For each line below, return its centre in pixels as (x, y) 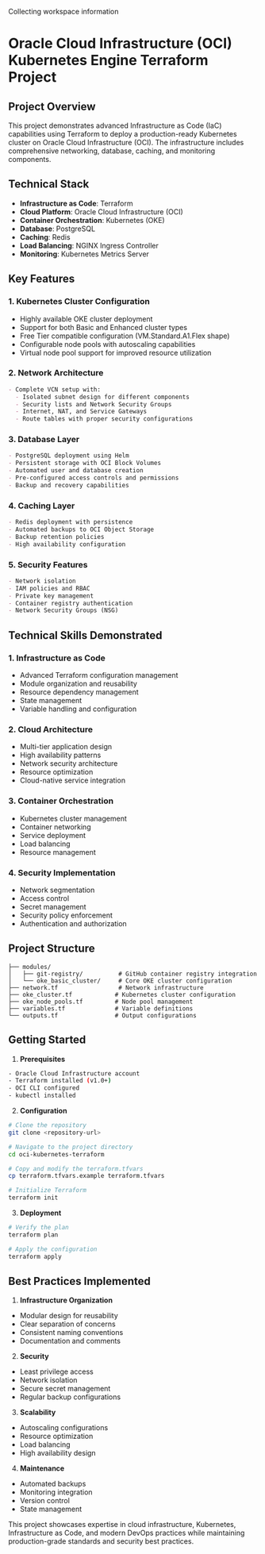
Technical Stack (49, 185)
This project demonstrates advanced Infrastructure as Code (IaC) (115, 125)
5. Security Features (48, 564)
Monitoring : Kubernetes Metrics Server (84, 254)
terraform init (33, 1198)
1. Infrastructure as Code (57, 658)
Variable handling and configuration (78, 709)
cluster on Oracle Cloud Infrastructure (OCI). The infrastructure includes (126, 142)
